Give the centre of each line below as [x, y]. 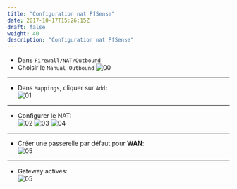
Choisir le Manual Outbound [56, 68]
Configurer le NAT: [44, 116]
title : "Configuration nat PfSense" [61, 14]
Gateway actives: [43, 171]
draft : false [26, 27]
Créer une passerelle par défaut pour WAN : [81, 144]
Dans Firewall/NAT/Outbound [59, 60]
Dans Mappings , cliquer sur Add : [62, 88]
